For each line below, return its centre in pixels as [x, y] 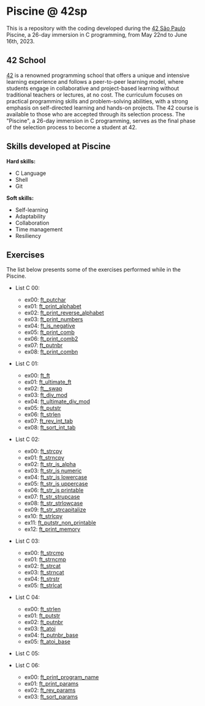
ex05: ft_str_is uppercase [56, 484]
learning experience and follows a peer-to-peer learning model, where [95, 81]
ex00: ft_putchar [45, 300]
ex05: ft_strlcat [43, 585]
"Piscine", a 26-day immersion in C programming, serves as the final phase [101, 121]
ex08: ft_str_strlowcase [54, 503]
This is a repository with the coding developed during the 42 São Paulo [96, 28]
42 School [26, 60]
